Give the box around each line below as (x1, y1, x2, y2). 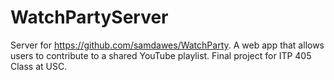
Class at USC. (10, 60, 68, 72)
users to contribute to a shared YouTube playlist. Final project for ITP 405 (10, 49, 312, 61)
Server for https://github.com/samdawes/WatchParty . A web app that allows (10, 39, 325, 51)
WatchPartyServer (10, 6, 169, 29)
